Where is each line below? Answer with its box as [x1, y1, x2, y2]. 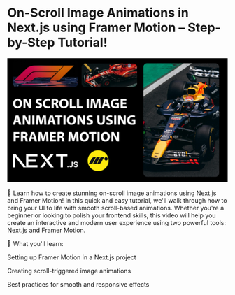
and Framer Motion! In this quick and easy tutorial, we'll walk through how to [7, 196, 227, 205]
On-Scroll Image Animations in [7, 5, 189, 21]
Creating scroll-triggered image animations [7, 267, 131, 275]
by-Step [7, 35, 55, 50]
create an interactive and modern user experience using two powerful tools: [7, 219, 226, 227]
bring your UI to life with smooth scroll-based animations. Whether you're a [7, 204, 225, 213]
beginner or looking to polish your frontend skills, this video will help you [7, 211, 216, 220]
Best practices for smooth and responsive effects [7, 280, 150, 289]
